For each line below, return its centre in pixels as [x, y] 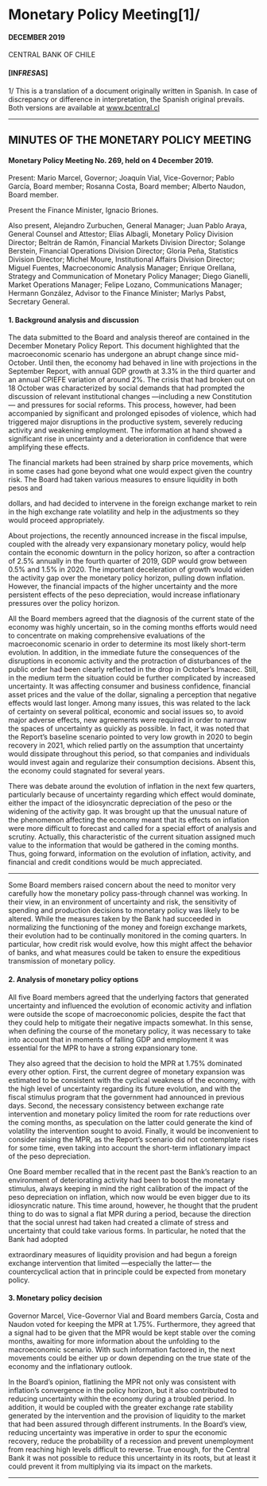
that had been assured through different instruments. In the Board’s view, [128, 1424]
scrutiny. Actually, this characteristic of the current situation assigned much [132, 837]
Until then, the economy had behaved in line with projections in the [148, 363]
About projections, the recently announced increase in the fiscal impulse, [128, 536]
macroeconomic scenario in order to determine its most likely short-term [127, 644]
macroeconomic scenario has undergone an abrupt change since [115, 355]
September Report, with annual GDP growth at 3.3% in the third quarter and [132, 371]
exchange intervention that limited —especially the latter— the [110, 1263]
